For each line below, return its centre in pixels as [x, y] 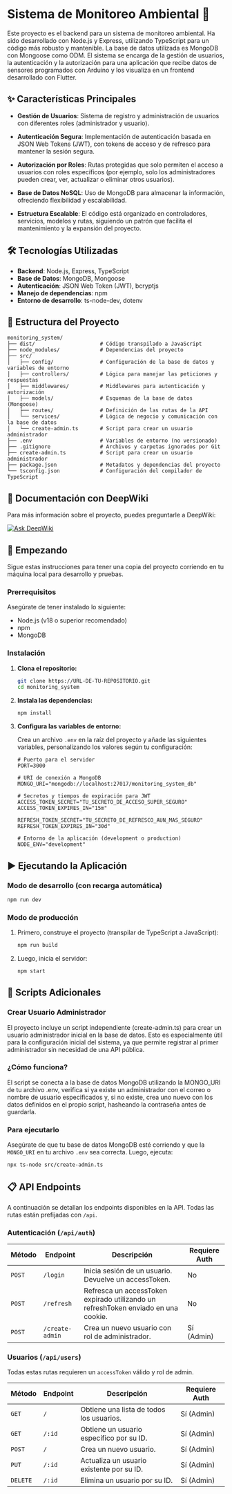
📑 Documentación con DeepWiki [78, 498]
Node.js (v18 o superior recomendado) [72, 620]
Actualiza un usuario [114, 1461]
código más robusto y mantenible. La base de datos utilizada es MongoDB [113, 48]
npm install [34, 713]
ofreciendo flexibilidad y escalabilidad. [72, 200]
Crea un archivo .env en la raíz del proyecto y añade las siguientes [112, 740]
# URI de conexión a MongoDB [59, 778]
